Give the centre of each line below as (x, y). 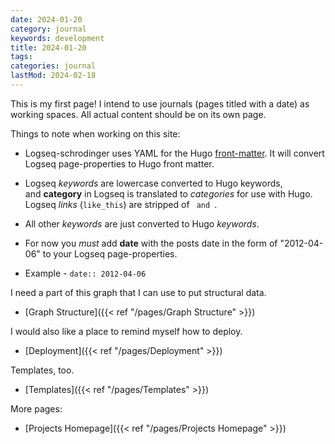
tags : (21, 57)
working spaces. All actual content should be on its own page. (138, 114)
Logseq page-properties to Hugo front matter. (119, 163)
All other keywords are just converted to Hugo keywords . (142, 223)
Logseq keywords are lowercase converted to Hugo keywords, (153, 183)
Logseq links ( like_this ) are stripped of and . (121, 204)
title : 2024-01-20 (48, 47)
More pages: (36, 408)
